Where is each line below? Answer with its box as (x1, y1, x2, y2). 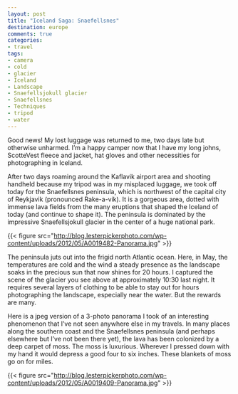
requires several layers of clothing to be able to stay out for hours (7, 282, 200, 292)
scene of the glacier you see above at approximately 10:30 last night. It (7, 275, 215, 284)
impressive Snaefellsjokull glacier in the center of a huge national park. (7, 218, 215, 226)
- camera (7, 57, 33, 64)
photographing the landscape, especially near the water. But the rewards (7, 290, 222, 299)
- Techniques (7, 103, 46, 110)
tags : (7, 50, 24, 58)
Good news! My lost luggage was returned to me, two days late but (7, 136, 205, 144)
